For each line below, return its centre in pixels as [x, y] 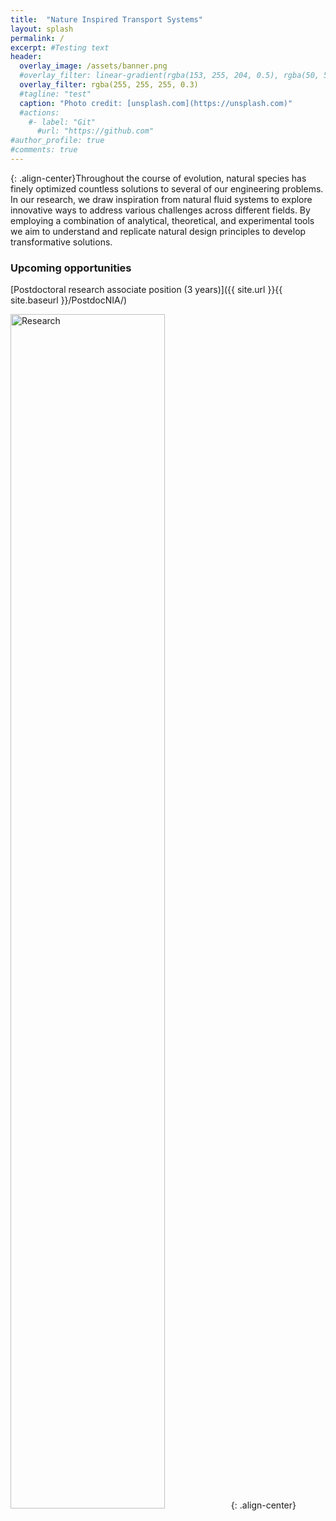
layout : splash [42, 29]
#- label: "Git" [62, 122]
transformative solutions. [61, 242]
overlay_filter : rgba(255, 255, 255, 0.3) [109, 85]
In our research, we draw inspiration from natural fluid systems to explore [161, 199]
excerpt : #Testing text [60, 47]
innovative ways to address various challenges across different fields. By [160, 210]
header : [26, 57]
